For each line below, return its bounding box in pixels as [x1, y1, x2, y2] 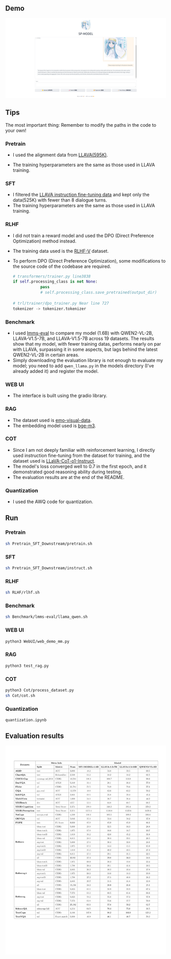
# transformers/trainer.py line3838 [12, 274, 91, 279]
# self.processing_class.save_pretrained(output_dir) [40, 290, 157, 295]
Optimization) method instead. [12, 238, 77, 244]
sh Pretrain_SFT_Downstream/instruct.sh [5, 566, 93, 571]
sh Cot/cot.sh [5, 693, 36, 698]
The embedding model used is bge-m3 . [12, 423, 96, 429]
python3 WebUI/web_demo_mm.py [5, 638, 70, 644]
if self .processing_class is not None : [12, 279, 98, 284]
